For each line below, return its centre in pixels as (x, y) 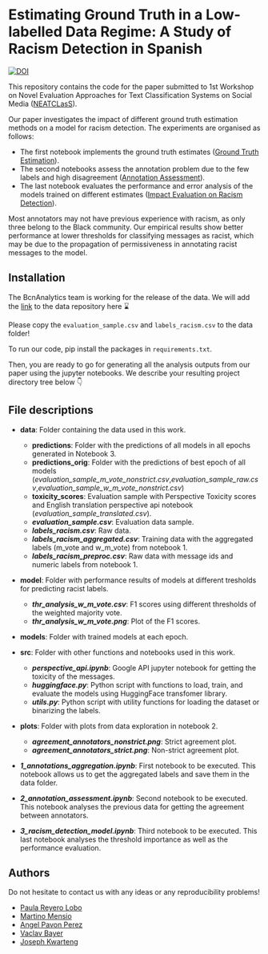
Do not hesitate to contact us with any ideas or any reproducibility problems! (134, 892)
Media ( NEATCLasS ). (43, 104)
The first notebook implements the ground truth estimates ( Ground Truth (139, 152)
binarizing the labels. (66, 710)
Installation (37, 278)
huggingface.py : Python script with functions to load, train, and (137, 684)
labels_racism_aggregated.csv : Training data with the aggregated (142, 538)
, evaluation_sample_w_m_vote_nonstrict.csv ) (110, 488)
